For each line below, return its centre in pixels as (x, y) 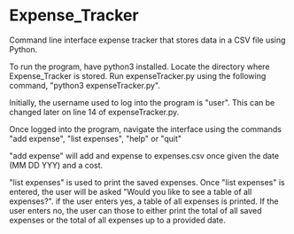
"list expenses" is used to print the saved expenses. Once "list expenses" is (147, 182)
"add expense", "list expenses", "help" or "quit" (96, 138)
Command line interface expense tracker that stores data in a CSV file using (147, 40)
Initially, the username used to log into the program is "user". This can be (142, 102)
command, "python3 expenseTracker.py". (85, 85)
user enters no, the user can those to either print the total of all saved (136, 210)
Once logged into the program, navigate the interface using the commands (145, 129)
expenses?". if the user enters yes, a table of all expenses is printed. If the (144, 201)
